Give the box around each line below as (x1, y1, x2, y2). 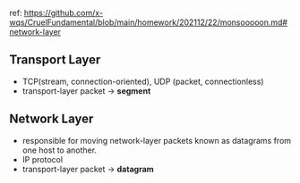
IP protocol (21, 154, 64, 164)
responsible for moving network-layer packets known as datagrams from (21, 135, 292, 146)
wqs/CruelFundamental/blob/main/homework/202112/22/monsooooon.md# (9, 17, 288, 28)
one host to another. (21, 145, 97, 155)
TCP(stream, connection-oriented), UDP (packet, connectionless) (21, 76, 264, 87)
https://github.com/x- (23, 8, 104, 18)
